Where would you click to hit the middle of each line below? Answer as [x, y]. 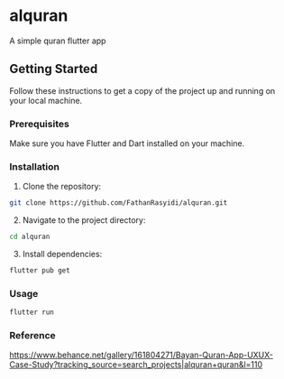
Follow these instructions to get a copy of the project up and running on [142, 90]
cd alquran [30, 237]
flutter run [32, 312]
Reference [32, 336]
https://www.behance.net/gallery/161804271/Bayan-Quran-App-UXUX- [141, 355]
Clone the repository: [62, 187]
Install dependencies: [62, 254]
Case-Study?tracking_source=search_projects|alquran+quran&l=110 [136, 365]
